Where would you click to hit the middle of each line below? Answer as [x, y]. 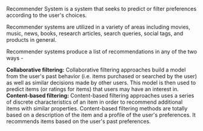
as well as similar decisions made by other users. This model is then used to [101, 82]
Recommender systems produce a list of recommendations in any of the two [102, 52]
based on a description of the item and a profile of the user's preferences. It [101, 115]
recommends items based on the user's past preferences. [79, 121]
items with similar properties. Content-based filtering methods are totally [97, 108]
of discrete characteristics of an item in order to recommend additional [95, 102]
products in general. [31, 40]
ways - [15, 58]
